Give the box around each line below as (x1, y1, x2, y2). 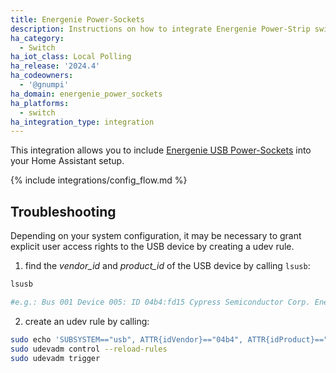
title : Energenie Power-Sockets (10, 14, 145, 25)
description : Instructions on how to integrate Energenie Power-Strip (10, 24, 311, 34)
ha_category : (10, 33, 65, 43)
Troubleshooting (10, 203, 117, 220)
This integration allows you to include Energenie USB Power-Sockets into (10, 144, 312, 156)
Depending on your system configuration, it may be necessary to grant (10, 230, 302, 242)
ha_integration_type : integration (10, 117, 155, 127)
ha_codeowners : (10, 71, 74, 81)
